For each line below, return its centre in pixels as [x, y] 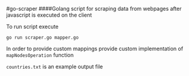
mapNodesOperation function [40, 55]
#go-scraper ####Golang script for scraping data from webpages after [94, 9]
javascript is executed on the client [49, 15]
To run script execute [32, 27]
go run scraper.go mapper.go [42, 38]
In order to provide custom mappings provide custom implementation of [95, 48]
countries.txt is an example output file [55, 66]
